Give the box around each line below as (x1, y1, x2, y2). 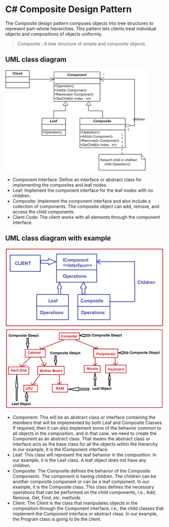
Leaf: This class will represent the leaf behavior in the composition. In (12, 451, 157, 457)
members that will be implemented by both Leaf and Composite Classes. (12, 420, 163, 426)
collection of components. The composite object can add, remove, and (12, 203, 159, 209)
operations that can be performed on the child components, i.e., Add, (12, 489, 156, 495)
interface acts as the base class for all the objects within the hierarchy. (12, 441, 159, 447)
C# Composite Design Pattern (5, 4, 132, 15)
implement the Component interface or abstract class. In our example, (12, 510, 158, 516)
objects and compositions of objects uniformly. (5, 31, 103, 37)
